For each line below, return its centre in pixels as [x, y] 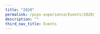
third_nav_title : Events [31, 24]
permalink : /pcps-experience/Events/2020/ [50, 14]
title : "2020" [20, 10]
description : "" [22, 19]
